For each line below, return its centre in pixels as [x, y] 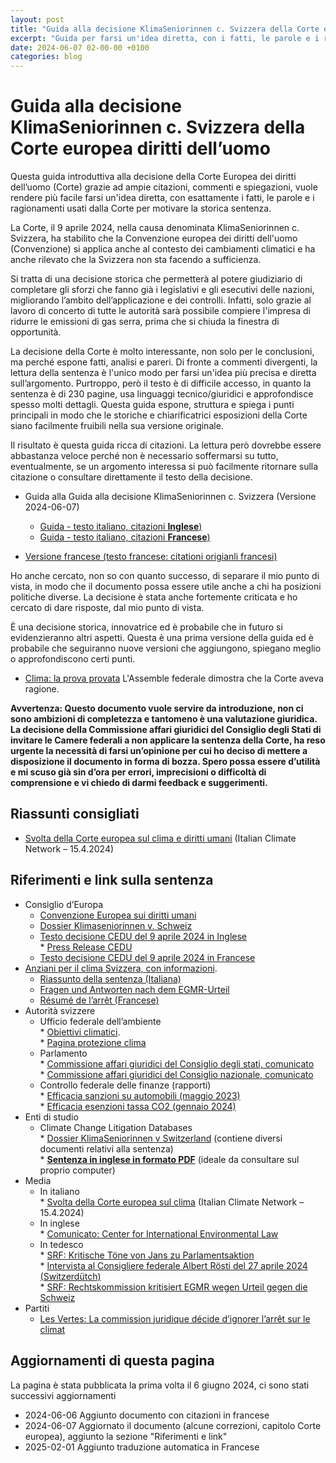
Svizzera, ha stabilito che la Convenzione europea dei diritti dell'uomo [154, 238]
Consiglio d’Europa [64, 904]
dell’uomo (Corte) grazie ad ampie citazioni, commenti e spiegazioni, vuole [164, 187]
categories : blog [46, 57]
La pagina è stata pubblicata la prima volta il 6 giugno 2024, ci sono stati [160, 1385]
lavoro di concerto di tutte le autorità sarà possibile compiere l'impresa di [160, 311]
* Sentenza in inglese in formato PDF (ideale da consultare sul [169, 1159]
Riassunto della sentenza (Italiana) [110, 978]
